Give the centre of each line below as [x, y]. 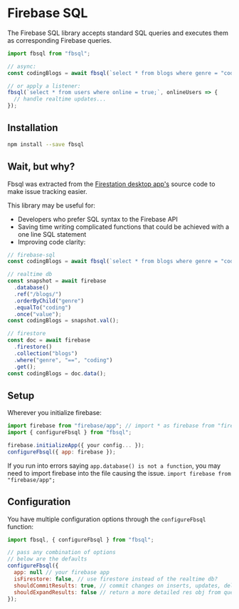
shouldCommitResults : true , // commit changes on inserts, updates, [117, 585]
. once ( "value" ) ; [38, 314]
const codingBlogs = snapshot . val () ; [63, 321]
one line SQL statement [52, 234]
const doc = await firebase [49, 340]
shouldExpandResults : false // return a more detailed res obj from [117, 592]
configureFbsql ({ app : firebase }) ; [62, 452]
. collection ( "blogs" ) [46, 353]
